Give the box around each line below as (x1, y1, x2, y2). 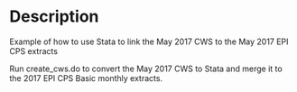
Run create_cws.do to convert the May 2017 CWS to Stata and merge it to (9, 63, 283, 74)
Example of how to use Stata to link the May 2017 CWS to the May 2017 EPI (9, 36, 289, 47)
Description (9, 6, 99, 27)
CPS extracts (9, 45, 59, 56)
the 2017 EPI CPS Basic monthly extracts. (9, 72, 163, 83)
